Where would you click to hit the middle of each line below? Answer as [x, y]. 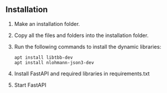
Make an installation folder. [47, 24]
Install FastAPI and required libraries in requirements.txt [82, 74]
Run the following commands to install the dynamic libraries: [88, 46]
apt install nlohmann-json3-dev [54, 62]
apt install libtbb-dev [44, 57]
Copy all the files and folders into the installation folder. [81, 35]
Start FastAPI [30, 85]
